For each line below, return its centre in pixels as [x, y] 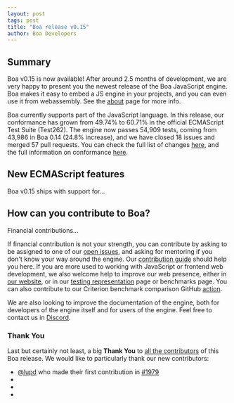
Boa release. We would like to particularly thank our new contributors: [108, 358]
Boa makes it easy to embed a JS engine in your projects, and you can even [117, 94]
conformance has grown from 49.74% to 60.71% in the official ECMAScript [116, 122]
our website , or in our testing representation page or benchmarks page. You [117, 281]
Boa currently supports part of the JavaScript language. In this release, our [116, 115]
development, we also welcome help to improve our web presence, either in [117, 274]
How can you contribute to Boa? [79, 213]
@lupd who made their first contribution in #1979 [88, 372]
